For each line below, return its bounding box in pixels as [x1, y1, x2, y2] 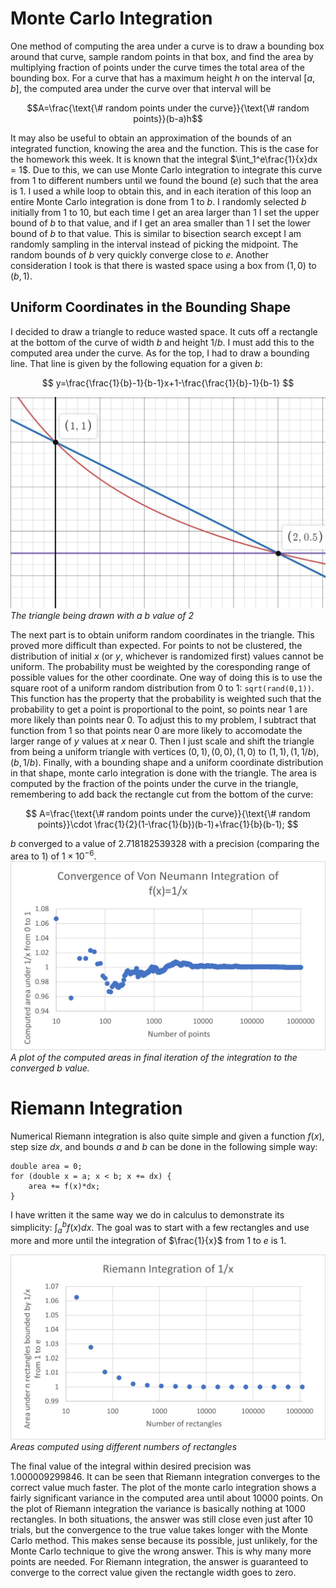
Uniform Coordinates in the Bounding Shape [10, 299, 291, 316]
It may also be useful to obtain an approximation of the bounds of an [10, 132, 292, 144]
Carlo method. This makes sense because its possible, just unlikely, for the [10, 1535, 318, 1547]
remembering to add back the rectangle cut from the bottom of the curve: [10, 788, 314, 800]
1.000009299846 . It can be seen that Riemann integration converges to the [10, 1471, 321, 1483]
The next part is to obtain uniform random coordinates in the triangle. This [10, 628, 315, 641]
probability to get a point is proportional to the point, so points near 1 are [10, 703, 308, 715]
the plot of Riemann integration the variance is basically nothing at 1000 [10, 1503, 306, 1515]
